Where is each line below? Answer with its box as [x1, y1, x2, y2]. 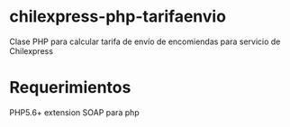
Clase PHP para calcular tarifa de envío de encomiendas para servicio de [9, 36, 281, 47]
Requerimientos [9, 77, 131, 98]
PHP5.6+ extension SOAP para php [9, 106, 140, 118]
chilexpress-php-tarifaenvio [9, 6, 227, 27]
